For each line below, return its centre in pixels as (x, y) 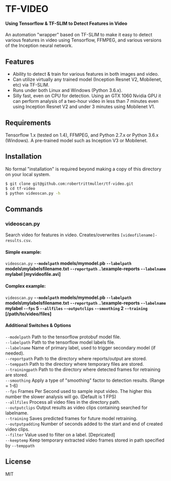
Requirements (28, 123)
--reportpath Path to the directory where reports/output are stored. (76, 358)
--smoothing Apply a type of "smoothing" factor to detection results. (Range (85, 380)
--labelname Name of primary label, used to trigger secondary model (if (80, 347)
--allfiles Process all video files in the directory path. (63, 402)
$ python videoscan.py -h (33, 193)
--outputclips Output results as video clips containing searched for (77, 407)
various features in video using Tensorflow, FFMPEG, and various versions (83, 40)
